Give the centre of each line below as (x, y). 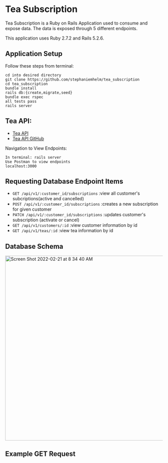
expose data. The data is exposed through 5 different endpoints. (71, 28)
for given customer (32, 209)
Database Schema (34, 246)
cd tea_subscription (27, 84)
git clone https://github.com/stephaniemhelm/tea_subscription (72, 79)
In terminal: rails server (33, 157)
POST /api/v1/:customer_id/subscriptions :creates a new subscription (85, 204)
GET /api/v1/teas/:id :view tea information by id (63, 231)
